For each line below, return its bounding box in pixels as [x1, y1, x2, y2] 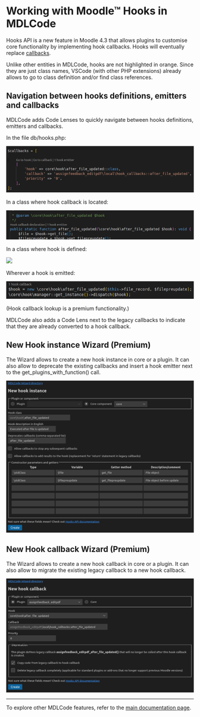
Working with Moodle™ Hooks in [6, 4, 168, 18]
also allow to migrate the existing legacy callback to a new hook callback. [6, 566, 186, 574]
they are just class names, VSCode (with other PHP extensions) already [6, 67, 182, 74]
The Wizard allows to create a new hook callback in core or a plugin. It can [6, 560, 189, 567]
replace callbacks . [6, 49, 51, 56]
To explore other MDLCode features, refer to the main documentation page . [6, 704, 192, 711]
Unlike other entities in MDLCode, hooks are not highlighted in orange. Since [6, 61, 194, 68]
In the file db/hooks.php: [6, 134, 67, 141]
